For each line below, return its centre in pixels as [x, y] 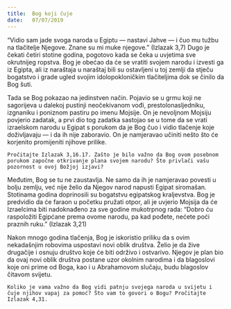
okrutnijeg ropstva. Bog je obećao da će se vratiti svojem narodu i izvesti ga [115, 62]
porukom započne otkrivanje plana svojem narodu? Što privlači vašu [108, 160]
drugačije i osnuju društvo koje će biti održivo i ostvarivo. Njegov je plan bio [115, 252]
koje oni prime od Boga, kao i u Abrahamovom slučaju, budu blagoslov [108, 267]
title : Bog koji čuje [40, 14]
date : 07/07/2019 [35, 20]
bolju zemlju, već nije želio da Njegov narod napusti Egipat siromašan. [107, 187]
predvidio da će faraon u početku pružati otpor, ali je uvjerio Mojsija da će [112, 201]
